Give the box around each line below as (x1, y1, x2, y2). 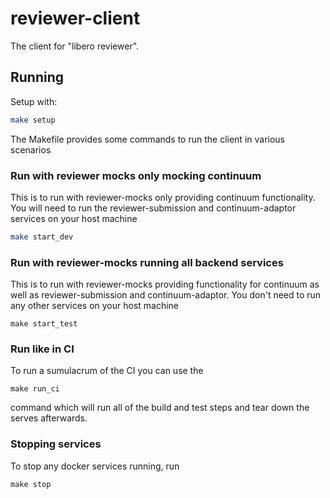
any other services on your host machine (10, 300, 180, 312)
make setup (10, 115, 56, 125)
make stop (10, 479, 52, 489)
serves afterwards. (10, 412, 88, 424)
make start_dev (10, 232, 74, 242)
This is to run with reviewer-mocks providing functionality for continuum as (10, 278, 320, 291)
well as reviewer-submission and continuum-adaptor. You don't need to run (10, 289, 322, 301)
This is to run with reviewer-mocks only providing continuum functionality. (10, 191, 316, 203)
